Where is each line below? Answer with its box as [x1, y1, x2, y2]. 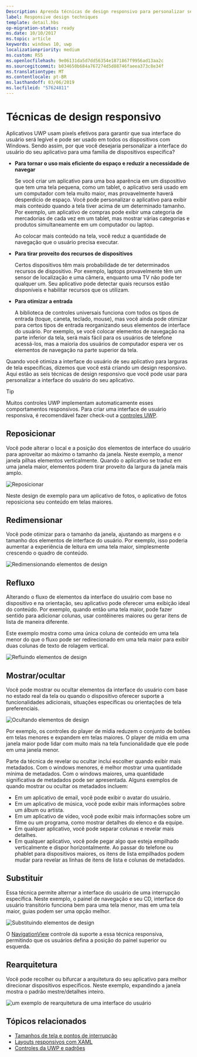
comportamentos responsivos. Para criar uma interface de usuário [6, 406, 167, 413]
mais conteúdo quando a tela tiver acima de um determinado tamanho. [14, 202, 186, 209]
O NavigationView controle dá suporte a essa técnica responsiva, [6, 930, 164, 937]
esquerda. [6, 943, 31, 950]
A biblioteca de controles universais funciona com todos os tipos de [14, 309, 179, 316]
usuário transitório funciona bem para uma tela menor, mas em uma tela [6, 901, 180, 909]
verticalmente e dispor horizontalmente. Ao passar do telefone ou [14, 844, 174, 851]
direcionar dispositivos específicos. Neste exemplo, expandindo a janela [6, 981, 181, 989]
